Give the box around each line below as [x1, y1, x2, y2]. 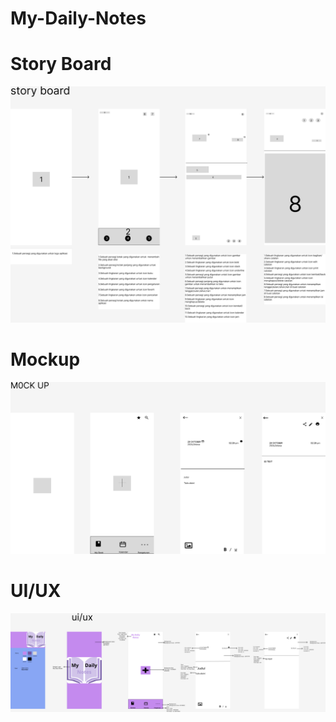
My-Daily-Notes [10, 7, 147, 30]
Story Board [10, 53, 112, 76]
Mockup [10, 348, 81, 371]
